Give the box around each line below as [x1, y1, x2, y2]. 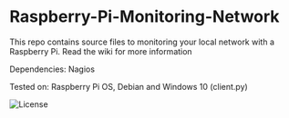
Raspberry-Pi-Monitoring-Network [9, 6, 280, 27]
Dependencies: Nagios [9, 64, 96, 74]
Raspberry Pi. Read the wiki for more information [9, 45, 193, 56]
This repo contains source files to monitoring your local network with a [9, 36, 275, 47]
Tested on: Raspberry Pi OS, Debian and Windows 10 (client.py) [9, 81, 248, 92]
